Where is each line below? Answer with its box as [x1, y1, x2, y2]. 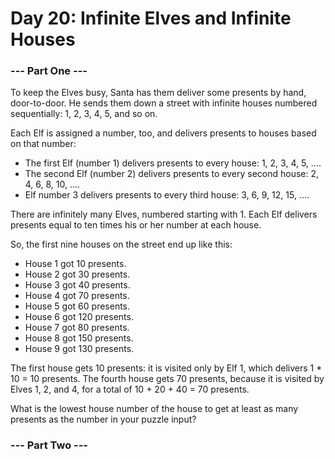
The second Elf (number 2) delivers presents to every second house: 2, [24, 168, 320, 180]
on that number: [10, 138, 77, 150]
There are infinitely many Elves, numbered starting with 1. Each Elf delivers [10, 208, 318, 221]
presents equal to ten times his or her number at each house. [10, 219, 262, 231]
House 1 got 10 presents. [24, 258, 127, 270]
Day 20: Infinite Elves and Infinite [10, 7, 292, 30]
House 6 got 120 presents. [24, 311, 134, 323]
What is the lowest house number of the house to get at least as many [10, 403, 299, 415]
